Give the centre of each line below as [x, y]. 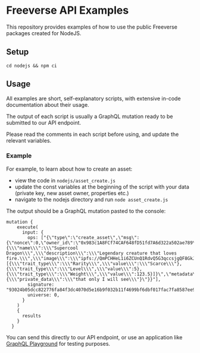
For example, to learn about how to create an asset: [69, 169]
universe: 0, [44, 295]
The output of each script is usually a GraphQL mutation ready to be [90, 116]
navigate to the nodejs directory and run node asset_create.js [91, 199]
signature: [41, 284]
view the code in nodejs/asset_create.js [65, 180]
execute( [28, 227]
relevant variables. [29, 140]
